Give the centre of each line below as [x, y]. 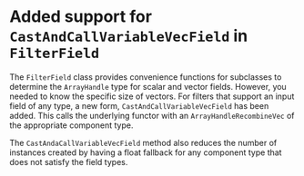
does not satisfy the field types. [69, 161]
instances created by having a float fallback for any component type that [146, 152]
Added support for [81, 17]
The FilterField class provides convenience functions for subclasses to [146, 77]
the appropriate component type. [71, 125]
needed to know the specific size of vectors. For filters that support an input [152, 96]
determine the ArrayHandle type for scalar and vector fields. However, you [148, 86]
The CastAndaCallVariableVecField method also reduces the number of [143, 142]
